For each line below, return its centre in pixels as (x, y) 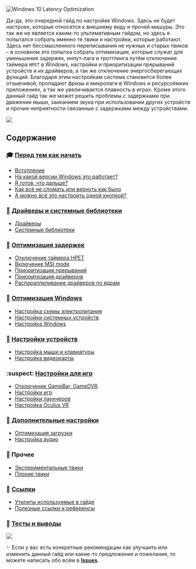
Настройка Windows (40, 323)
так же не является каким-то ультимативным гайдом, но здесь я (88, 33)
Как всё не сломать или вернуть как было (68, 189)
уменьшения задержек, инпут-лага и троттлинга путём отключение (92, 58)
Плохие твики (32, 474)
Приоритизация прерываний (51, 270)
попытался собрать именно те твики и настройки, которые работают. (94, 39)
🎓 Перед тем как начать (44, 155)
